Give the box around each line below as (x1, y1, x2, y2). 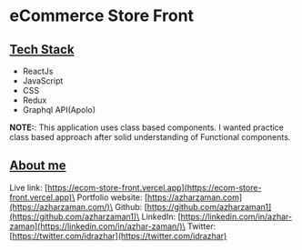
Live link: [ (9, 182, 48, 193)
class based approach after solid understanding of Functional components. (9, 132, 291, 142)
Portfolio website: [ (76, 192, 148, 203)
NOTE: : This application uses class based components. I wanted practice (9, 122, 285, 133)
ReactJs (22, 65, 54, 76)
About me (9, 158, 66, 174)
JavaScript (22, 75, 64, 86)
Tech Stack (9, 42, 75, 57)
